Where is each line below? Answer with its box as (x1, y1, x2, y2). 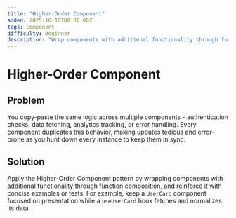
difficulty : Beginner (7, 29, 71, 37)
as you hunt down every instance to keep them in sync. (25, 135, 186, 144)
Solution (7, 156, 45, 168)
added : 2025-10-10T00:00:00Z (7, 17, 93, 24)
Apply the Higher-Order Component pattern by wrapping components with (7, 174, 223, 182)
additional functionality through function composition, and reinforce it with (7, 182, 222, 190)
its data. (7, 204, 31, 212)
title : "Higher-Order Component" (7, 10, 105, 18)
